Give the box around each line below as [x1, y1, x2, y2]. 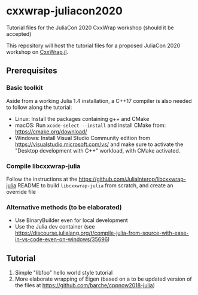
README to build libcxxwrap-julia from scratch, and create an [17, 181, 173, 189]
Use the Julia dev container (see [14, 223, 95, 230]
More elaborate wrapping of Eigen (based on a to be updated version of [14, 275, 193, 282]
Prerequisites [6, 66, 57, 76]
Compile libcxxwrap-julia [6, 162, 81, 170]
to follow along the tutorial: [6, 104, 72, 111]
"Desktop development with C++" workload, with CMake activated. [14, 147, 181, 154]
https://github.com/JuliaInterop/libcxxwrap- [78, 175, 187, 183]
